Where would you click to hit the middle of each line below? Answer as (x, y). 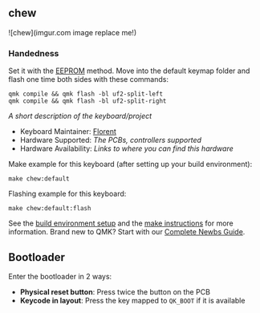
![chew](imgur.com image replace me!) (73, 32)
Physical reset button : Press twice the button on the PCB (115, 291)
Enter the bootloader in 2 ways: (60, 276)
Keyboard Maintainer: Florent (68, 132)
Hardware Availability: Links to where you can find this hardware (127, 148)
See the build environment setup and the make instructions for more (121, 223)
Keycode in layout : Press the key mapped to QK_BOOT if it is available (132, 300)
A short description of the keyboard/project (80, 116)
